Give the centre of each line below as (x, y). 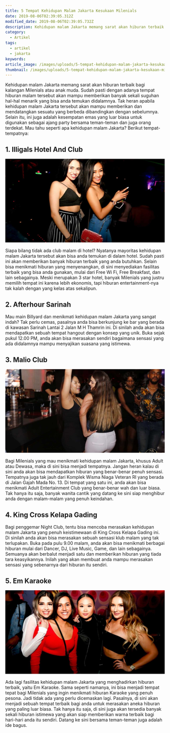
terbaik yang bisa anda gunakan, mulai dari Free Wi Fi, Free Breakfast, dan (83, 272)
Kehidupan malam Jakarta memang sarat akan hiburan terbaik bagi (75, 85)
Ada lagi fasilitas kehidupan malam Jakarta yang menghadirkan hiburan (80, 682)
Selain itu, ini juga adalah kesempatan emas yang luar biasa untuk (74, 117)
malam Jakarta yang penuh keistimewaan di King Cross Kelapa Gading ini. (82, 532)
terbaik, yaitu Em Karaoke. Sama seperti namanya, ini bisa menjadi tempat (82, 688)
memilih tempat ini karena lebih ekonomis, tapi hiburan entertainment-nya (82, 283)
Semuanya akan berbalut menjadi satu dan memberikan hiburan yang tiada (83, 554)
